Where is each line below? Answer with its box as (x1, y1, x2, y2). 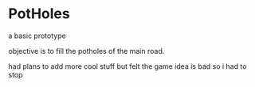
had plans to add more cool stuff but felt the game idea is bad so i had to (8, 61, 247, 71)
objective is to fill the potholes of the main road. (8, 46, 165, 55)
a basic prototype (8, 31, 66, 40)
